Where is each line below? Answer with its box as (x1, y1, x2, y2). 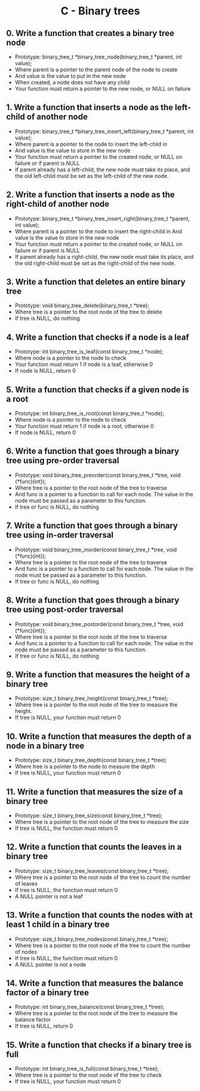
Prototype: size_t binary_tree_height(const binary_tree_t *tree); (14, 695, 168, 702)
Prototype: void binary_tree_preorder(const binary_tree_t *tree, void (14, 472, 181, 479)
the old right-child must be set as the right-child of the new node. (14, 259, 176, 267)
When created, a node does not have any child (14, 79, 130, 86)
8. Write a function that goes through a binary (6, 595, 180, 606)
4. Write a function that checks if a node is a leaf (6, 332, 189, 342)
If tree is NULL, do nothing (14, 315, 80, 322)
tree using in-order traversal (6, 530, 114, 540)
